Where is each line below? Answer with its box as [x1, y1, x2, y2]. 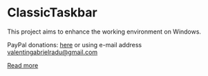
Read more [7, 61, 39, 69]
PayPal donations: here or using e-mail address [7, 40, 142, 49]
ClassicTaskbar [7, 5, 98, 21]
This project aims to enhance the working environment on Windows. [7, 27, 202, 36]
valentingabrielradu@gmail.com [7, 48, 98, 56]
